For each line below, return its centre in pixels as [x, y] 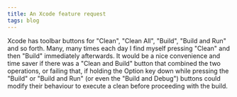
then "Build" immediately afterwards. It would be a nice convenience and [114, 56]
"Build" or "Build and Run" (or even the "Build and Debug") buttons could [114, 78]
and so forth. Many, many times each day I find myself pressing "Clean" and [119, 48]
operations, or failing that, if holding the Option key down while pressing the [118, 71]
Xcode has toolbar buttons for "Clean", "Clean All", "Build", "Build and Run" [117, 40]
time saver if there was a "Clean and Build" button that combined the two [114, 63]
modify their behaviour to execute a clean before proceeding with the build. [118, 86]
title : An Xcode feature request [57, 14]
